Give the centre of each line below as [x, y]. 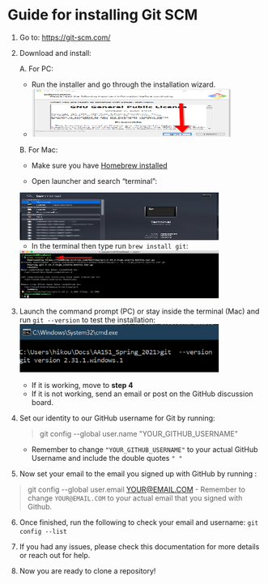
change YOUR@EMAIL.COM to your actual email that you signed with [135, 498]
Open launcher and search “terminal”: [94, 181]
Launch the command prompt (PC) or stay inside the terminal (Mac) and [139, 311]
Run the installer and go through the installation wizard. [123, 84]
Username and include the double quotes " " [107, 458]
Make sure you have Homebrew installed [99, 165]
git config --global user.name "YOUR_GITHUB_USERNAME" [138, 433]
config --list [43, 531]
